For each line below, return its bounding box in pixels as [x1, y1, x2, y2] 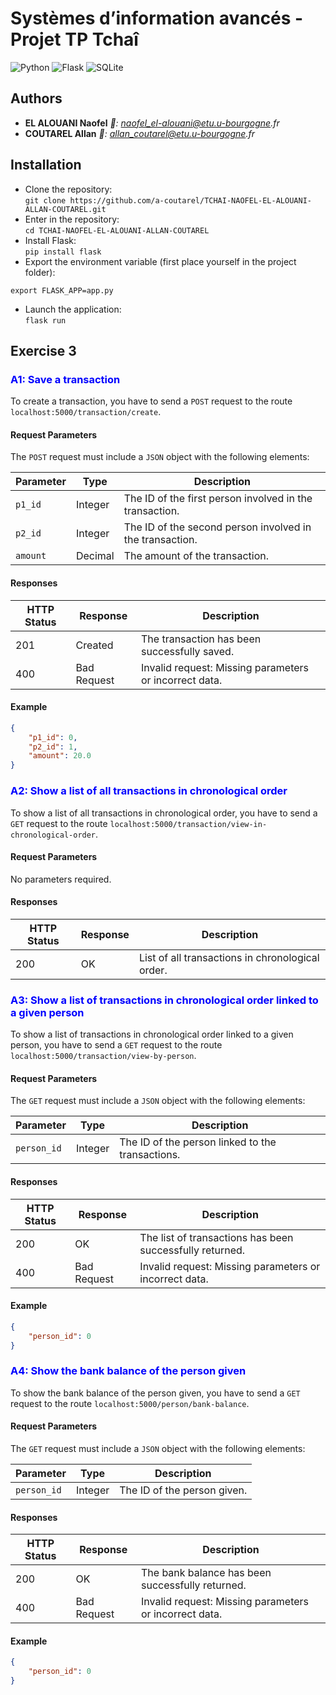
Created [75, 638, 114, 652]
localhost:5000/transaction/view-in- [109, 819, 268, 829]
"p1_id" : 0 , [28, 732, 78, 742]
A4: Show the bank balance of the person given [10, 1364, 247, 1378]
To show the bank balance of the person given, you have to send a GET [10, 1387, 301, 1399]
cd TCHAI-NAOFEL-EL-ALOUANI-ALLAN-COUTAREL [24, 225, 210, 236]
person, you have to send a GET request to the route [10, 1039, 223, 1051]
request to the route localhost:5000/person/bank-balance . [10, 1397, 250, 1409]
